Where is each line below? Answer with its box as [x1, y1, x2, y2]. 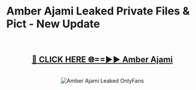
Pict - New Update [6, 17, 100, 31]
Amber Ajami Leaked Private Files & [6, 4, 190, 18]
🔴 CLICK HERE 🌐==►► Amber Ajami [31, 54, 173, 65]
